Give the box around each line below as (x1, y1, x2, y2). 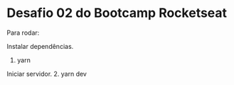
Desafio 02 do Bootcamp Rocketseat (6, 5, 228, 21)
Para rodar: (6, 28, 40, 37)
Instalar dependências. (6, 42, 74, 50)
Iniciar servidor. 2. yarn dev (6, 69, 87, 78)
